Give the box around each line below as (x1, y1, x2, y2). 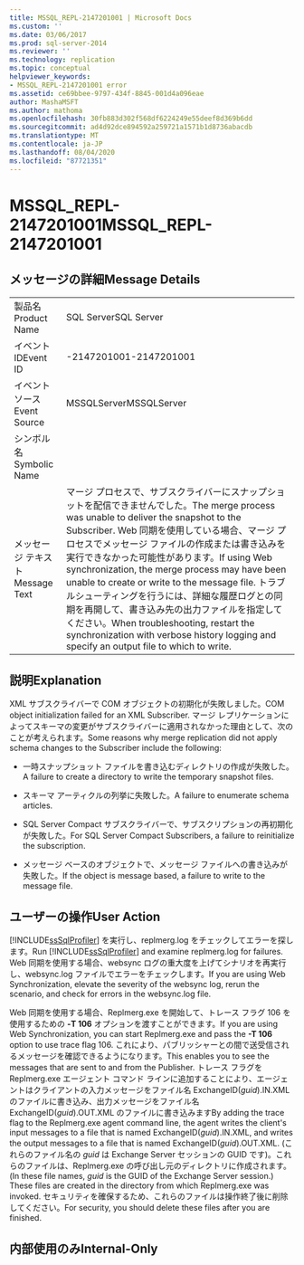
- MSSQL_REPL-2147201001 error (9, 81, 128, 90)
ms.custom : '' (9, 22, 63, 31)
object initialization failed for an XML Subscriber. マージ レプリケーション (9, 709, 282, 720)
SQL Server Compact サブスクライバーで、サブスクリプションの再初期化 (22, 819, 294, 830)
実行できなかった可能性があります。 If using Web (66, 551, 273, 564)
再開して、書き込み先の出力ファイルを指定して (84, 603, 283, 615)
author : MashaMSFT (9, 97, 79, 107)
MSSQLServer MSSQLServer (66, 396, 187, 409)
